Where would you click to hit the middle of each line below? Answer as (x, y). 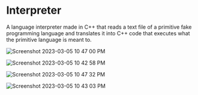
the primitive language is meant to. (49, 39)
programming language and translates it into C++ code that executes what (98, 33)
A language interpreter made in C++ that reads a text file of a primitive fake (99, 27)
